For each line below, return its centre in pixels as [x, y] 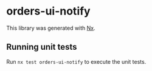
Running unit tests [42, 47]
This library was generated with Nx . [51, 28]
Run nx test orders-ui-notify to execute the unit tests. [76, 61]
